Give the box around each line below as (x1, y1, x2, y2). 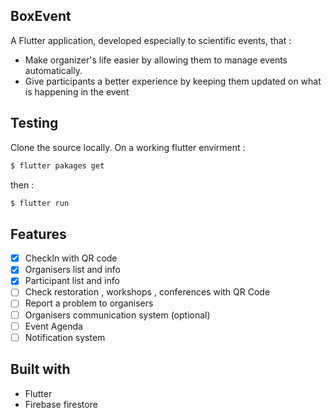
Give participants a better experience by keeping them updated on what (24, 75, 322, 87)
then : (10, 179, 35, 191)
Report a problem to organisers (24, 297, 154, 309)
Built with (10, 361, 71, 378)
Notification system (24, 331, 106, 343)
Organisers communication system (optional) (24, 309, 211, 321)
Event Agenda (24, 320, 83, 332)
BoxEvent (10, 8, 72, 25)
